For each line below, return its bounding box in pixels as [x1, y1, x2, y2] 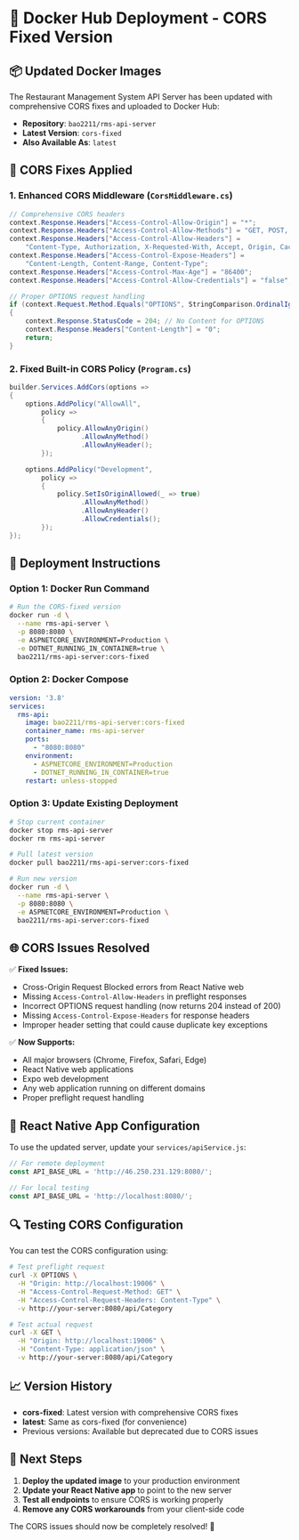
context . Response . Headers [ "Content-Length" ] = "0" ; [25, 325, 221, 335]
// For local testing [9, 1183, 90, 1192]
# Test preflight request [9, 1262, 105, 1271]
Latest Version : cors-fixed [21, 128, 122, 138]
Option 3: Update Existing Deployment [9, 797, 179, 810]
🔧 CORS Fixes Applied [9, 163, 133, 178]
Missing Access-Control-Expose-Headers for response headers [21, 1010, 250, 1021]
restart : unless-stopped [25, 776, 117, 786]
